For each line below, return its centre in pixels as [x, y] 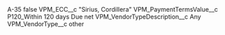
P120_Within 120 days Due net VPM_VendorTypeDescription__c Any [104, 16]
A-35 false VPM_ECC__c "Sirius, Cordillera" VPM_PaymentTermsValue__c [113, 9]
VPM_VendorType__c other [46, 24]
